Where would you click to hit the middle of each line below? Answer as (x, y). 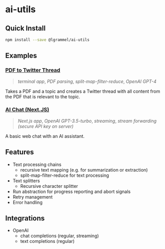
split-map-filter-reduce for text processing (64, 175)
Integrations (25, 218)
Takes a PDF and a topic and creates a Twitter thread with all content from (83, 91)
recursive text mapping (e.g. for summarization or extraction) (84, 170)
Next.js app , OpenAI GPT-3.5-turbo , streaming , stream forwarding (87, 121)
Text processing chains (37, 164)
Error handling (27, 202)
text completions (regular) (47, 241)
